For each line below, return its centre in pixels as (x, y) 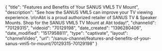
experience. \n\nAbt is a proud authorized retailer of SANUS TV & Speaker (81, 17)
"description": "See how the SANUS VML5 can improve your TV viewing (79, 12)
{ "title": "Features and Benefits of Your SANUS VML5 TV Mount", (72, 7)
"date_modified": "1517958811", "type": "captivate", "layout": (67, 33)
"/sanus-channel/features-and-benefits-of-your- (101, 38)
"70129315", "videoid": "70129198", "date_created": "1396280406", (74, 28)
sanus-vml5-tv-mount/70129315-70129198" (50, 43)
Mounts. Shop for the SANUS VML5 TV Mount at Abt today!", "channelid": (81, 23)
